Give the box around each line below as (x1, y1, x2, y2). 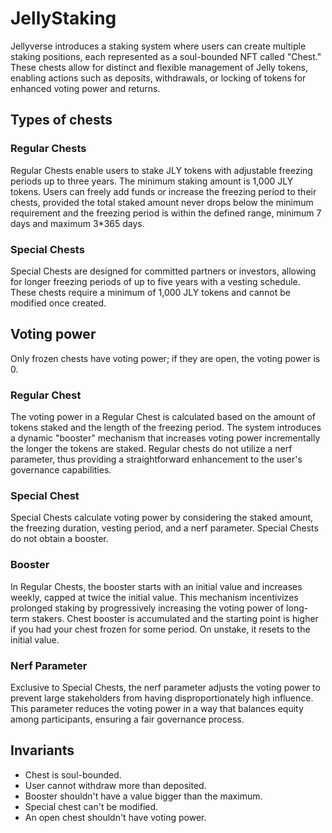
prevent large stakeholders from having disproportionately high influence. (10, 692, 314, 704)
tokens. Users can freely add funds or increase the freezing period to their (10, 185, 317, 197)
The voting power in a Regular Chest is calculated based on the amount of (10, 411, 316, 423)
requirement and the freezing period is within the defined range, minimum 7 (10, 207, 322, 219)
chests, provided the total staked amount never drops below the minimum (10, 196, 314, 208)
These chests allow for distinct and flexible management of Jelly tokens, (10, 61, 308, 73)
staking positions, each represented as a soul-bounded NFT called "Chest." (10, 50, 322, 62)
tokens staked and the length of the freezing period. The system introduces (10, 422, 322, 434)
